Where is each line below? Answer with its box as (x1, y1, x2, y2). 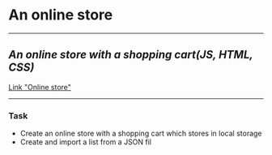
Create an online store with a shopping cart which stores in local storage (19, 128, 262, 139)
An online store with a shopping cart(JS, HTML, (8, 48, 253, 62)
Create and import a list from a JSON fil (19, 137, 152, 147)
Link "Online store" (8, 82, 71, 92)
